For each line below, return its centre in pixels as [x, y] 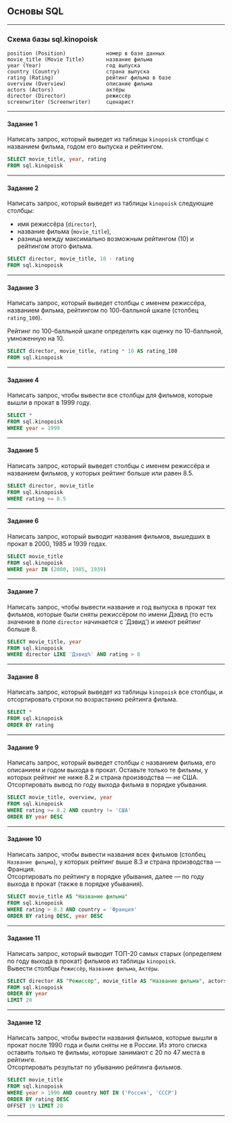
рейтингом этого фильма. [55, 246]
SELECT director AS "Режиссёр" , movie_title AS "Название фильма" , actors [117, 981]
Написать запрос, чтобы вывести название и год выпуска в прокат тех [112, 607]
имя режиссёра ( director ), [57, 224]
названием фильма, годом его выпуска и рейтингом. [85, 147]
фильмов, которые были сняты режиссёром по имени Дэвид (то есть [110, 614]
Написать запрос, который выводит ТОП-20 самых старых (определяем [115, 953]
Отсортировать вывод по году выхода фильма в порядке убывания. [108, 785]
